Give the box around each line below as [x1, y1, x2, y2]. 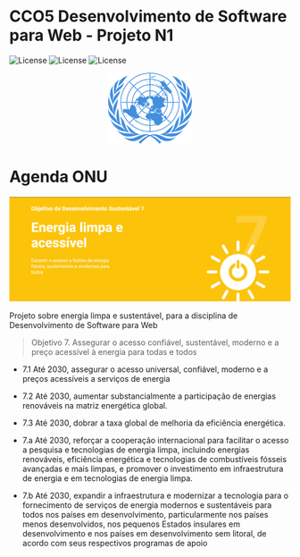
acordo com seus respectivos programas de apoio [21, 537, 208, 548]
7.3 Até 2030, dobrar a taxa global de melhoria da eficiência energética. [21, 418, 286, 428]
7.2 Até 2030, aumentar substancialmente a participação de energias [21, 391, 277, 401]
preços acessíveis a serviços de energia [21, 373, 171, 384]
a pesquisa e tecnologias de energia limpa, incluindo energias [21, 444, 250, 455]
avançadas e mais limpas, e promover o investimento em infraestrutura [21, 463, 284, 474]
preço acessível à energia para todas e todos [30, 346, 197, 357]
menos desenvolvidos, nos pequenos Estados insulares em [21, 519, 241, 529]
